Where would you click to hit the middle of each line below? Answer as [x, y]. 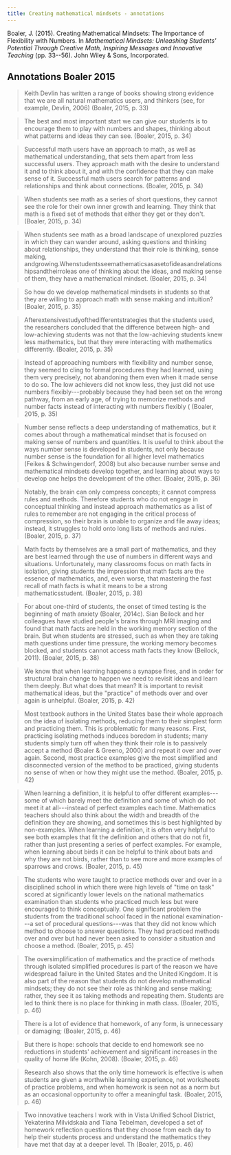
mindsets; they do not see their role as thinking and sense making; [118, 988]
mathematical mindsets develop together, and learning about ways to [122, 471]
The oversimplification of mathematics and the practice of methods [119, 959]
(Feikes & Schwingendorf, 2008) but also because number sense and [122, 464]
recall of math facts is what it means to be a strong [96, 586]
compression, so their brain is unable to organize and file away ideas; [122, 521]
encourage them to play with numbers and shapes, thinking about [117, 129]
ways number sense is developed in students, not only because [114, 450]
